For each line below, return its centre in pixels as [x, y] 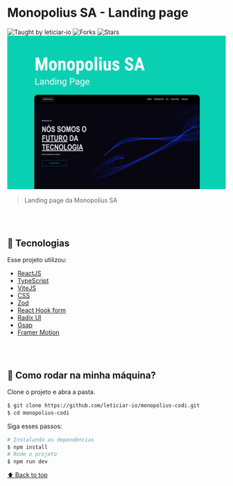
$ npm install [28, 447]
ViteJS [27, 288]
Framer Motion [38, 332]
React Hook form [42, 310]
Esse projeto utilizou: [37, 260]
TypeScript [33, 281]
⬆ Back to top [28, 475]
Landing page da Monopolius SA [71, 200]
